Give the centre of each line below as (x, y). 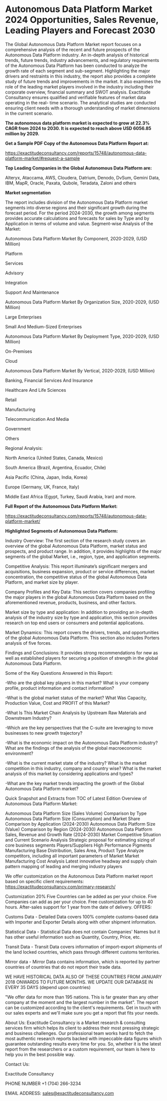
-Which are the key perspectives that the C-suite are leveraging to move (79, 728)
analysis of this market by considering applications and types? (69, 774)
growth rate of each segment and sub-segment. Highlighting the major (78, 70)
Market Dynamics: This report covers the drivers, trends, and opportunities (82, 632)
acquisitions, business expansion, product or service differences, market (80, 571)
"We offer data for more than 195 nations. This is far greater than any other (82, 997)
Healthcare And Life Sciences (36, 390)
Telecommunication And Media (37, 419)
